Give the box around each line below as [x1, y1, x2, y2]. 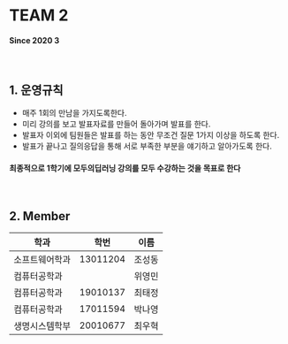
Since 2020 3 [9, 34, 60, 45]
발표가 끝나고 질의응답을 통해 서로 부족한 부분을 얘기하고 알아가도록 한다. [21, 141, 272, 151]
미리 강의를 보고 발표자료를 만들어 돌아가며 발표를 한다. [21, 118, 211, 129]
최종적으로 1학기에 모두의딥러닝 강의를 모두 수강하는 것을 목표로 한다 [9, 163, 241, 173]
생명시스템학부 [13, 320, 72, 333]
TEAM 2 [9, 5, 69, 26]
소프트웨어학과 [13, 254, 72, 266]
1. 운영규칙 [9, 82, 64, 97]
